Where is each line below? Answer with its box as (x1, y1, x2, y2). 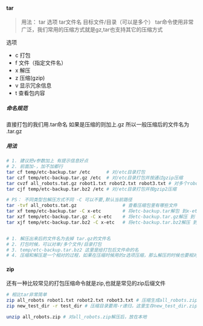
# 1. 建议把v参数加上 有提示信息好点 (6, 158, 89, 164)
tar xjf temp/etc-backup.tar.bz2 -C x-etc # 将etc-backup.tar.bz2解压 (6, 219, 190, 226)
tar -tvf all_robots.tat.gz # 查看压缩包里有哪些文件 (6, 203, 178, 209)
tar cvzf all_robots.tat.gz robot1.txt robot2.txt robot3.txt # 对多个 (6, 180, 188, 186)
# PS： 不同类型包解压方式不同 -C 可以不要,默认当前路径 (6, 197, 133, 203)
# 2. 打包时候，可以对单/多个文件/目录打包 (6, 241, 102, 247)
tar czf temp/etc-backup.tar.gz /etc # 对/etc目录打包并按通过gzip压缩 (6, 175, 183, 181)
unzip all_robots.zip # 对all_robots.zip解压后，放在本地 (6, 314, 147, 320)
